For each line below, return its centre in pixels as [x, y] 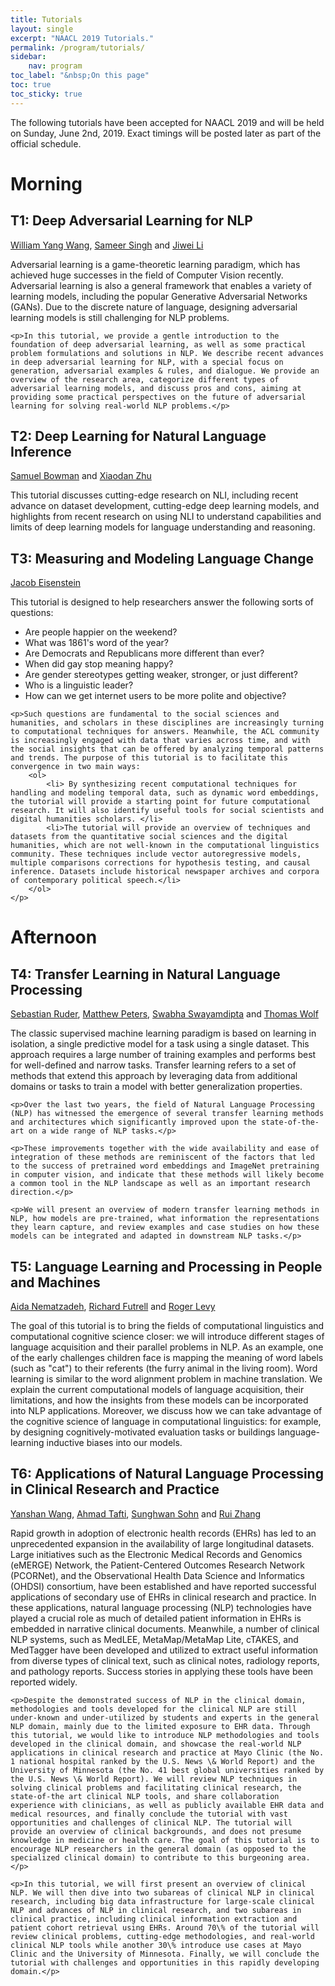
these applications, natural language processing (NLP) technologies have [161, 1607]
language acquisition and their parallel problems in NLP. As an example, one [167, 1347]
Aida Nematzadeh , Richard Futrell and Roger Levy [113, 1307]
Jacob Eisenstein [46, 583]
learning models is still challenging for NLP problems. [120, 317]
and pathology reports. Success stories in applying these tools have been [162, 1671]
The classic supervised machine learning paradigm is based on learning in [163, 1033]
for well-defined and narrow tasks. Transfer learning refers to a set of [153, 1065]
